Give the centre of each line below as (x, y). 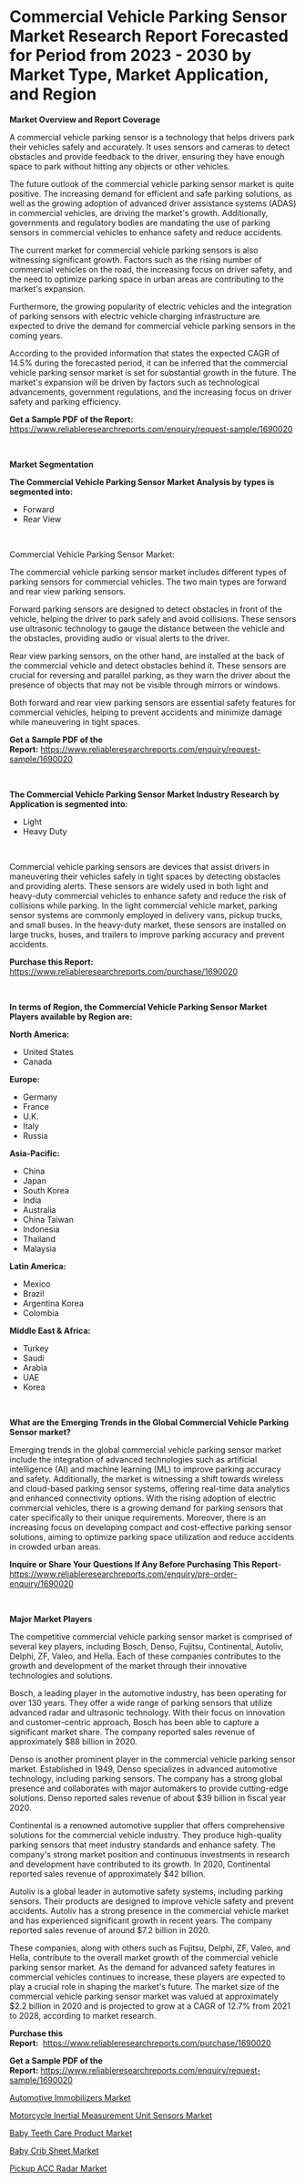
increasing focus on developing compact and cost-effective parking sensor (151, 1527)
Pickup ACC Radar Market (58, 2168)
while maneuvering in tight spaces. (75, 721)
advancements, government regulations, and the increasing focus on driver (151, 392)
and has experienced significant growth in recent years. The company (141, 1920)
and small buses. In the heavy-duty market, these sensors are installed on (148, 925)
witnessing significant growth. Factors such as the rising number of (136, 259)
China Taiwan (48, 1219)
